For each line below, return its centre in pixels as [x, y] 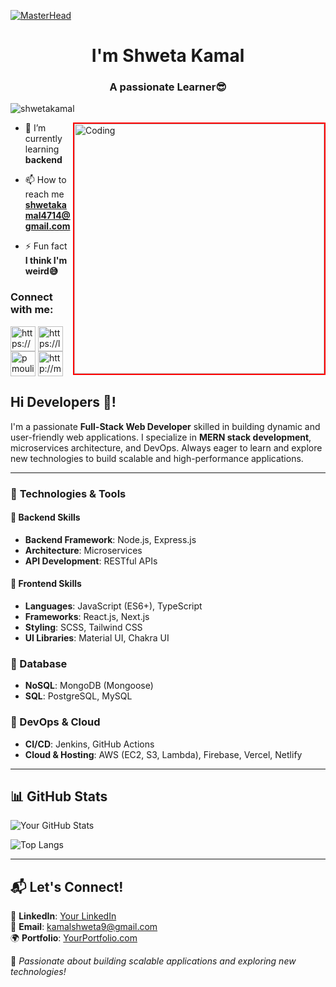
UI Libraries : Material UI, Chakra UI [97, 637]
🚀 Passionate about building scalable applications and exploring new [153, 961]
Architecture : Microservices [83, 550]
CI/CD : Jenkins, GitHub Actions [89, 744]
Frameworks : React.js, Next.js [87, 616]
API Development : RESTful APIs [91, 561]
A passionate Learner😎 [168, 87]
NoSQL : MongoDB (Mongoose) [89, 686]
